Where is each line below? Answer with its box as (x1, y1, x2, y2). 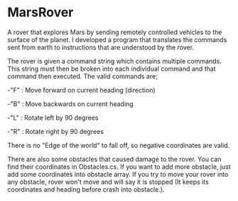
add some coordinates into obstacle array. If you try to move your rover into (7, 170, 229, 178)
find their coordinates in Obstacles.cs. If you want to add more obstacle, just (7, 162, 231, 171)
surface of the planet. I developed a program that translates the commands (7, 35, 227, 43)
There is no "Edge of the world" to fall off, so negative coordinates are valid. (7, 140, 229, 150)
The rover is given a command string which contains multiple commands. (7, 56, 222, 65)
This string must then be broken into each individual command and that (7, 64, 216, 73)
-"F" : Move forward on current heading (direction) (7, 86, 156, 94)
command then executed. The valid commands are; (7, 72, 158, 81)
